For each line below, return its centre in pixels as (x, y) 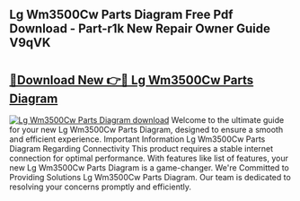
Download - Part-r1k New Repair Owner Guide (140, 29)
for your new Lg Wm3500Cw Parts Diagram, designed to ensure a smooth (146, 130)
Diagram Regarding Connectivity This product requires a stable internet (141, 149)
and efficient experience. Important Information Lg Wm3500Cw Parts (137, 139)
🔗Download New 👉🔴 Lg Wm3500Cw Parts (132, 80)
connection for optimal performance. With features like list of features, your (149, 158)
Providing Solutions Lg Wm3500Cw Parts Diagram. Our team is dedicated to (150, 177)
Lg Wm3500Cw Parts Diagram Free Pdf (121, 15)
